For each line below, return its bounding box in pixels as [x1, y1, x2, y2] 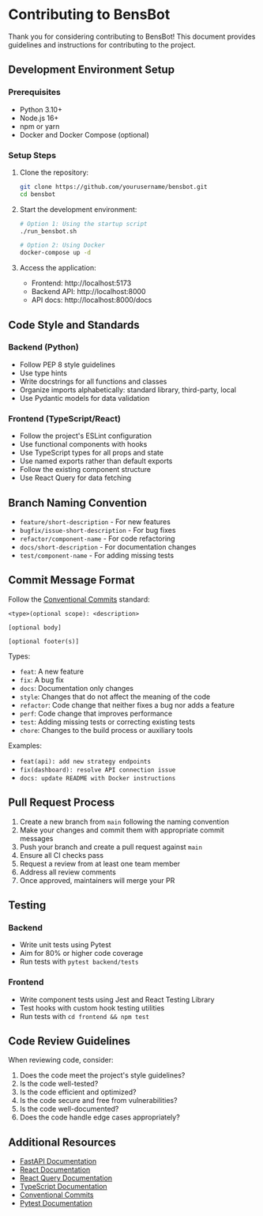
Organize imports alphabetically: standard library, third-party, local [19, 385, 237, 395]
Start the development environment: [19, 204, 137, 214]
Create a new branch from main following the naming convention [19, 817, 230, 826]
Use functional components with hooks [19, 440, 148, 449]
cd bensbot [19, 190, 56, 198]
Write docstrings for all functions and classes [19, 376, 167, 386]
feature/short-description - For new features [19, 516, 171, 527]
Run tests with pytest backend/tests [19, 957, 139, 966]
